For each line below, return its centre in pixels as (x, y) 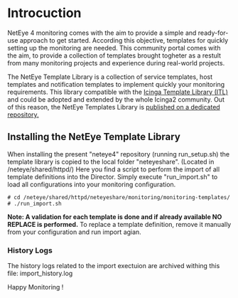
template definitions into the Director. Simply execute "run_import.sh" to (113, 176)
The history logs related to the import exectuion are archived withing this (114, 266)
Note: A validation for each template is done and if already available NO (115, 217)
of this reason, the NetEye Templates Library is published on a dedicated (114, 107)
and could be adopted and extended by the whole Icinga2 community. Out (116, 99)
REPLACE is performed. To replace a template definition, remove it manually (119, 224)
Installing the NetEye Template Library (94, 137)
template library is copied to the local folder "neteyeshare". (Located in (111, 161)
